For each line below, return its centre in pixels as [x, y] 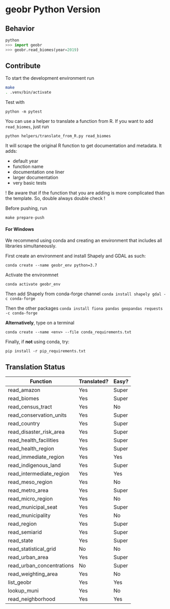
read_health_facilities [33, 440]
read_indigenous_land [34, 465]
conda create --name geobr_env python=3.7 [51, 265]
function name [28, 167]
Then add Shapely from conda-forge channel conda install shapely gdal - [86, 294]
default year [25, 161]
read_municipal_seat [33, 507]
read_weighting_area [33, 574]
